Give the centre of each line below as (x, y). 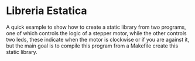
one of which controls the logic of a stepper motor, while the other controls (97, 33)
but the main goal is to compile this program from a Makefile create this (92, 46)
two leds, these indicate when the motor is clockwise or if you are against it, (97, 39)
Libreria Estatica (47, 11)
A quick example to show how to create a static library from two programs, (96, 27)
